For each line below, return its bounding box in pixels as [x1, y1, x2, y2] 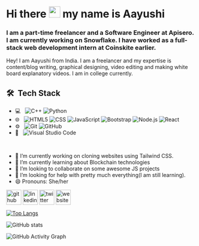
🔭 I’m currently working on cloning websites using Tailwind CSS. [14, 152, 174, 160]
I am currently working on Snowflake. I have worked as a [6, 36, 174, 44]
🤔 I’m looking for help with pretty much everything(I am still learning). [14, 172, 186, 179]
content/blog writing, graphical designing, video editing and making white [6, 64, 188, 71]
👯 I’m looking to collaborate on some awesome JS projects [14, 165, 160, 172]
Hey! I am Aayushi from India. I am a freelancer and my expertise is [6, 57, 172, 64]
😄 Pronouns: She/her [14, 178, 69, 185]
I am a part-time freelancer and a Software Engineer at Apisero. [6, 29, 194, 37]
